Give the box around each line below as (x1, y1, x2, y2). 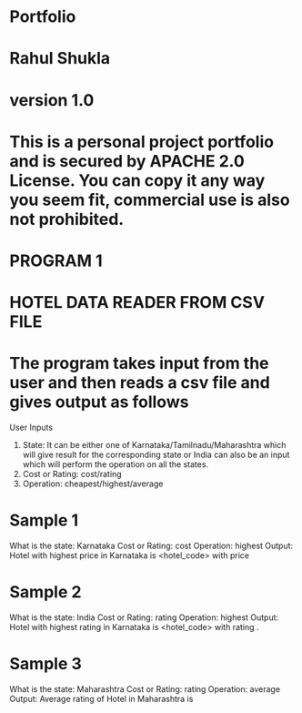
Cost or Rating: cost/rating (22, 469, 122, 480)
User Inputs (9, 422, 53, 433)
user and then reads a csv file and (9, 372, 270, 393)
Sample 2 (9, 582, 82, 603)
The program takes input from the (9, 353, 270, 374)
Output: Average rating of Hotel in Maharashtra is (9, 693, 194, 704)
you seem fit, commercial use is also (9, 189, 290, 210)
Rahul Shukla (9, 48, 111, 69)
